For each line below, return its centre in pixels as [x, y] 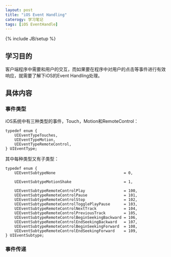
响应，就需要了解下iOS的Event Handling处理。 [54, 76]
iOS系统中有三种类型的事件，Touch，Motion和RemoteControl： [72, 121]
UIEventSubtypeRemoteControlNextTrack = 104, [76, 209]
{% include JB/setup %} [31, 39]
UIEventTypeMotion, [35, 140]
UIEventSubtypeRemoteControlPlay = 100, [76, 191]
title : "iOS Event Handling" [36, 15]
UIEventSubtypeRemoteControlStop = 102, [76, 199]
